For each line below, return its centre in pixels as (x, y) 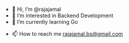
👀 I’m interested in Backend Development (62, 16)
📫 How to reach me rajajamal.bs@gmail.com (67, 34)
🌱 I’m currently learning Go (45, 22)
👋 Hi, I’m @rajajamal (36, 9)
